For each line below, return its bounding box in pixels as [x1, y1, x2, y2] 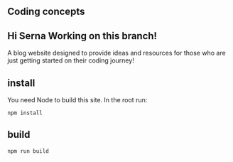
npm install [7, 109, 43, 117]
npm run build [7, 147, 50, 155]
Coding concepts [7, 6, 85, 18]
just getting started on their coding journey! [7, 56, 135, 65]
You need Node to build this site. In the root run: [7, 96, 148, 104]
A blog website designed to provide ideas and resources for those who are [7, 49, 226, 58]
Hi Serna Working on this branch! [7, 30, 158, 42]
